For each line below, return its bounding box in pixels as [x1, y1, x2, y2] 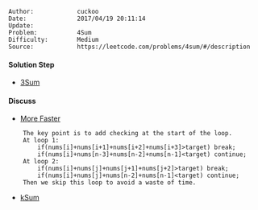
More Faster [19, 113, 61, 124]
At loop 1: [23, 137, 60, 145]
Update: [8, 22, 35, 30]
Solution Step [8, 60, 55, 69]
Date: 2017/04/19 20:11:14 [8, 14, 147, 23]
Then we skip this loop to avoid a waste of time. [23, 179, 197, 187]
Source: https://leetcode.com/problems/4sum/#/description [8, 43, 251, 51]
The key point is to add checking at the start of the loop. [23, 130, 232, 138]
